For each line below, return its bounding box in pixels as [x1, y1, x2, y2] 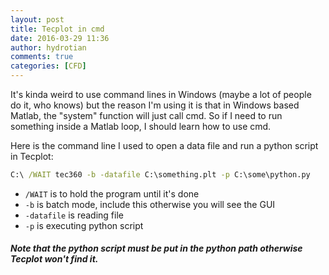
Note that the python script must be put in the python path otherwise [10, 242, 303, 255]
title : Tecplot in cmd [10, 24, 105, 34]
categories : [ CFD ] [10, 61, 87, 71]
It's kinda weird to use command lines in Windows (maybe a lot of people [10, 89, 312, 100]
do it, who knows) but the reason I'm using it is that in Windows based [10, 99, 300, 111]
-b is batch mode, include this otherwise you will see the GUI [24, 198, 276, 210]
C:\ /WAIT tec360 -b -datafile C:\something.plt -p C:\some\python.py [10, 170, 311, 180]
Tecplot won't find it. [10, 253, 99, 265]
